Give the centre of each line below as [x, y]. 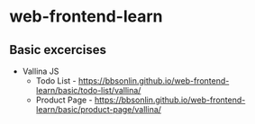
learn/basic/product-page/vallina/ [99, 109]
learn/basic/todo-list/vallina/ [88, 90]
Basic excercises [58, 50]
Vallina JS [41, 71]
